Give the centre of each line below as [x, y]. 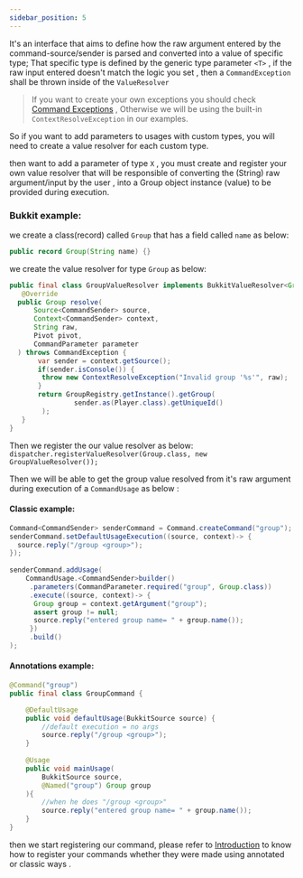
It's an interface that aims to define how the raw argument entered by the [145, 43]
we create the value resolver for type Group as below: [108, 268]
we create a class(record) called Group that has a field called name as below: [149, 235]
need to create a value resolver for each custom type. [109, 145]
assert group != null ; [76, 612]
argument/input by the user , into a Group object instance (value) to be [141, 182]
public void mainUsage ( [70, 769]
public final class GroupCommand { [76, 693]
